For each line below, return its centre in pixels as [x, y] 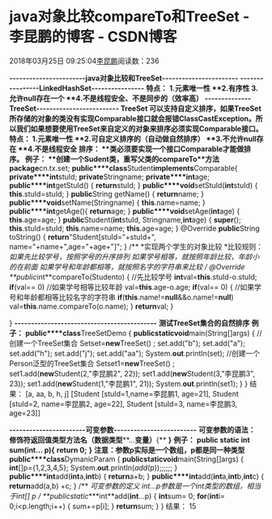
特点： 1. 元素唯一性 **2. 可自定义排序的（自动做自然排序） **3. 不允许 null [133, 138]
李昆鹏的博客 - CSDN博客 [93, 37]
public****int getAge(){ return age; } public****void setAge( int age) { [125, 211]
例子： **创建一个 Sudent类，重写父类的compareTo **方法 [122, 159]
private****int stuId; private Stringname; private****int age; [109, 177]
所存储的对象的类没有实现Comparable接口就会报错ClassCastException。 [132, 118]
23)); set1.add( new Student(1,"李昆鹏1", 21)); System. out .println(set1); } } [129, 383]
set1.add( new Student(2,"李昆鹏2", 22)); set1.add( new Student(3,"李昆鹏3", [132, 373]
